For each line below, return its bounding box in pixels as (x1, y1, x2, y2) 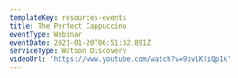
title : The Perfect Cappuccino (9, 22, 127, 30)
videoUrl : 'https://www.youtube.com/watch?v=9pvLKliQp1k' (9, 55, 232, 64)
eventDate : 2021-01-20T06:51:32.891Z (9, 38, 151, 48)
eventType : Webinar (9, 30, 83, 39)
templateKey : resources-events (9, 13, 127, 22)
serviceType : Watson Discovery (9, 47, 127, 56)
